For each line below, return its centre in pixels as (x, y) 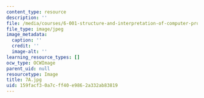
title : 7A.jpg (24, 80)
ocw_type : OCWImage (31, 63)
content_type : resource (36, 12)
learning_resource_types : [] (43, 57)
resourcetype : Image (32, 74)
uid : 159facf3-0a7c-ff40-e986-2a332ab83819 (62, 86)
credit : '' (25, 46)
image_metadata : (27, 35)
